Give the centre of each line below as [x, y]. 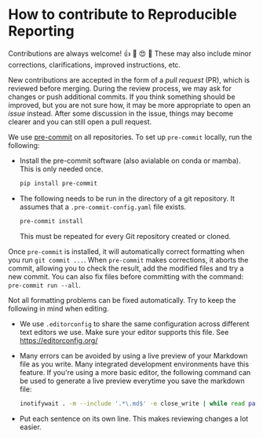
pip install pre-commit [58, 183]
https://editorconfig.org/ [58, 340]
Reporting [41, 31]
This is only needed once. [61, 169]
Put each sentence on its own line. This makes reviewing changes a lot [134, 418]
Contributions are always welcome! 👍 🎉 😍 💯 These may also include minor [130, 53]
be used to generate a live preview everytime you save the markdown [132, 381]
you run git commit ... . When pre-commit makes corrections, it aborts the [128, 259]
